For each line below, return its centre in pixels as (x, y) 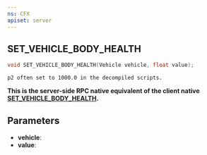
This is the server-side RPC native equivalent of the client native (103, 91)
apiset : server (30, 20)
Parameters (34, 120)
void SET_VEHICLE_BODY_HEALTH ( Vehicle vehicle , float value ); (101, 65)
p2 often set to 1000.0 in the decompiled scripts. (85, 78)
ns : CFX (19, 14)
